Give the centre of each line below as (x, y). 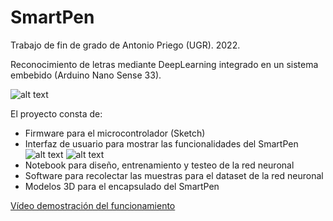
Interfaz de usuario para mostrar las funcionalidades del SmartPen (161, 143)
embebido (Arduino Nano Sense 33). (86, 75)
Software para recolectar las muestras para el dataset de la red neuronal (174, 175)
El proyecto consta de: (56, 113)
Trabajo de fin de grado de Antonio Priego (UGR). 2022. (125, 45)
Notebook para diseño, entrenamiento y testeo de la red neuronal (159, 165)
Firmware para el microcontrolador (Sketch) (115, 133)
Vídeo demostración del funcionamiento (93, 205)
